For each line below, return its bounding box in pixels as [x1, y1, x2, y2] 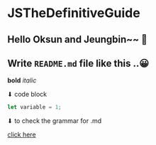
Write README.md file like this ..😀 [7, 57, 150, 69]
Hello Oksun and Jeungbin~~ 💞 [7, 33, 147, 45]
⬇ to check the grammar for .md [7, 117, 102, 125]
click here [7, 130, 37, 139]
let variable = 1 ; [7, 104, 62, 111]
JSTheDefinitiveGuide [7, 5, 140, 21]
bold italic [7, 76, 37, 85]
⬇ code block [7, 90, 48, 99]
